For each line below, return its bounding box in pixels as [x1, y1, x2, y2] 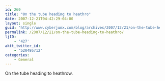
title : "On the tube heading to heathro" [5, 12, 91, 17]
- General [14, 57, 34, 62]
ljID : [5, 35, 16, 40]
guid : [5, 25, 16, 30]
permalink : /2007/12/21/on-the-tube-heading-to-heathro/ [5, 30, 124, 35]
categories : [5, 52, 29, 58]
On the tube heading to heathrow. [5, 70, 73, 76]
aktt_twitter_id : [5, 43, 41, 48]
